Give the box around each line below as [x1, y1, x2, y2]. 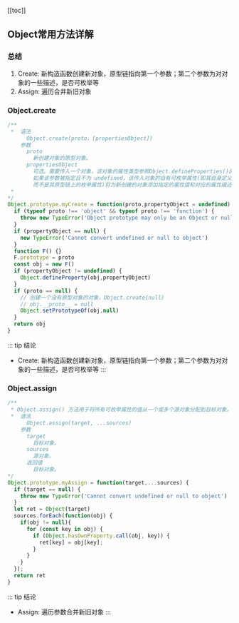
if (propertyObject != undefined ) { [14, 268, 122, 275]
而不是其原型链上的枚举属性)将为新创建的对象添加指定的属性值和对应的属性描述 [33, 181, 233, 188]
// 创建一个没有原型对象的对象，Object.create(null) [20, 294, 165, 301]
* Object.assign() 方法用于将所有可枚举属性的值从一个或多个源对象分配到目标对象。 [10, 406, 233, 413]
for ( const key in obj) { [26, 525, 103, 532]
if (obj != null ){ [20, 519, 72, 527]
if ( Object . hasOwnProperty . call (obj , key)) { [33, 532, 171, 540]
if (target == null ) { [14, 485, 81, 493]
